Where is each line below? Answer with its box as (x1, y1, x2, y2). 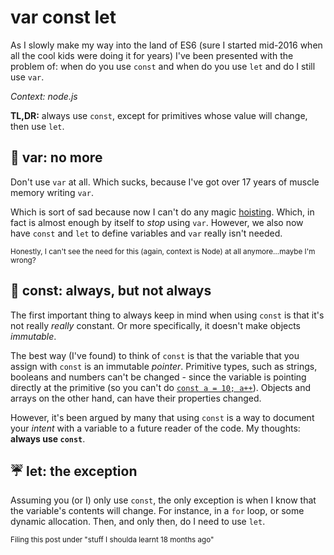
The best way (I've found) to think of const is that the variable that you (10, 349, 300, 361)
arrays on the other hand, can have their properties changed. (10, 392, 262, 404)
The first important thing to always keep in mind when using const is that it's (10, 309, 325, 321)
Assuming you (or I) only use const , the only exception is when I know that (10, 494, 317, 506)
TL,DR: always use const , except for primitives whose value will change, (10, 109, 308, 121)
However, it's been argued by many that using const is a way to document (10, 411, 315, 423)
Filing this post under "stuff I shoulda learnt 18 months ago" (10, 535, 215, 545)
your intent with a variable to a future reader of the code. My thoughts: (10, 422, 301, 434)
